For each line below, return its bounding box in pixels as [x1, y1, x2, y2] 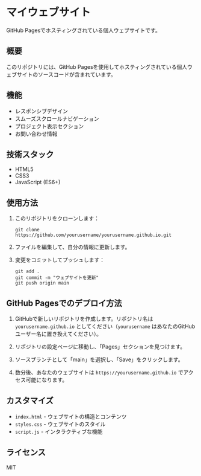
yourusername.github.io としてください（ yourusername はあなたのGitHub [14, 323, 196, 330]
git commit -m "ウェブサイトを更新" [14, 275, 99, 281]
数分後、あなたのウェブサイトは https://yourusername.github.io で [14, 369, 184, 376]
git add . [14, 268, 40, 275]
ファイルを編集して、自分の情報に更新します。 [14, 243, 131, 251]
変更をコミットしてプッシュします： [14, 256, 105, 263]
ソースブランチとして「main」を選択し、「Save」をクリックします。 [14, 356, 184, 363]
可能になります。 [25, 376, 68, 384]
